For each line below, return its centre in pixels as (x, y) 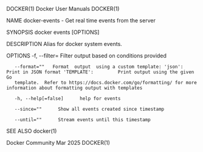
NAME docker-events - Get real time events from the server (81, 20)
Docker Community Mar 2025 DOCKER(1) (58, 143)
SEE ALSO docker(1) (32, 131)
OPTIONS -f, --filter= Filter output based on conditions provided (87, 56)
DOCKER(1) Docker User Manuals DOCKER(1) (63, 9)
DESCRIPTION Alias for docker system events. (64, 44)
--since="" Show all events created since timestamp (89, 109)
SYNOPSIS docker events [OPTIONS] (53, 32)
